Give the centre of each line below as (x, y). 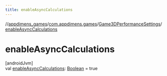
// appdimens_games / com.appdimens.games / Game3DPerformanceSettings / (84, 24)
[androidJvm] (19, 63)
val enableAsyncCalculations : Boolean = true (51, 68)
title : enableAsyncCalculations (39, 10)
